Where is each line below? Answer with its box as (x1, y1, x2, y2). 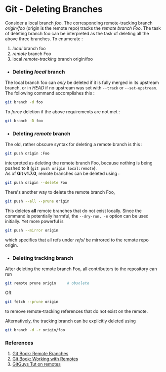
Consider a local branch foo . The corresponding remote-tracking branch (5, 20, 153, 26)
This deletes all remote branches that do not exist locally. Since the (5, 208, 142, 214)
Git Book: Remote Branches (12, 351, 69, 356)
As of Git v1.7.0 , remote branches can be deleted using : (5, 170, 120, 177)
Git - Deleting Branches (5, 3, 103, 15)
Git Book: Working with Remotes (12, 356, 78, 362)
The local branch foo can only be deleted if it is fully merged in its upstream (5, 79, 159, 85)
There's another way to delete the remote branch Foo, (5, 189, 115, 195)
